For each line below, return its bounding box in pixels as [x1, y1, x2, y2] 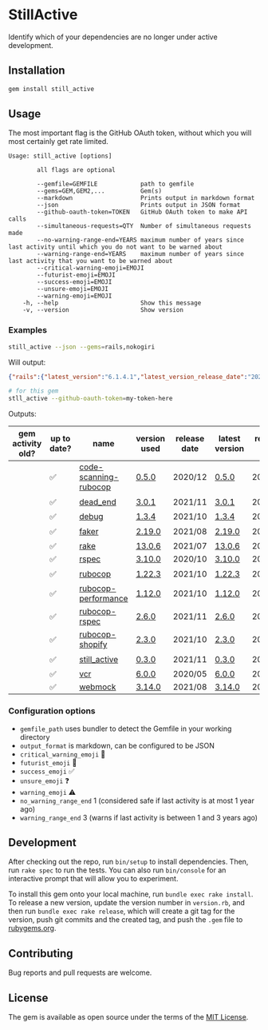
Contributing [8, 946, 73, 960]
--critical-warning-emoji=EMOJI [37, 264, 145, 273]
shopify [79, 639, 108, 650]
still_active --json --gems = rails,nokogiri [8, 342, 156, 351]
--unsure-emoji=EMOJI [37, 285, 109, 293]
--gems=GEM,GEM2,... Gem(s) [37, 187, 162, 195]
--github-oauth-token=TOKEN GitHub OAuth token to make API [37, 208, 248, 217]
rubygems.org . [8, 924, 57, 933]
